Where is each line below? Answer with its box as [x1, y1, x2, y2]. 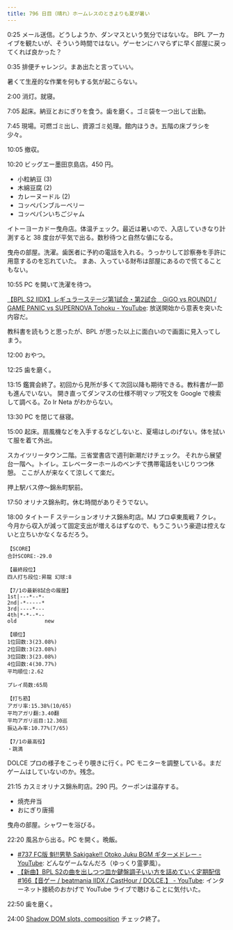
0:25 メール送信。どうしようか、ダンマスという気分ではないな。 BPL [7, 30, 206, 38]
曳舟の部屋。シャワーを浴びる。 [7, 820, 99, 829]
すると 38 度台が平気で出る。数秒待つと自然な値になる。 [13, 233, 177, 241]
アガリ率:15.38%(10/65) [7, 702, 72, 709]
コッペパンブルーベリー [17, 201, 86, 209]
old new [7, 617, 54, 624]
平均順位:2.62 [7, 668, 44, 675]
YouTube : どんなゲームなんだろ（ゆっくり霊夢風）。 [17, 858, 165, 867]
